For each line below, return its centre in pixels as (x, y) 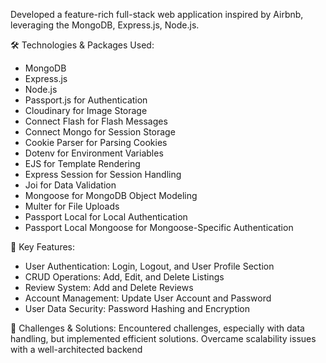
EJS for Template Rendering (82, 163)
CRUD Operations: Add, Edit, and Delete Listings (124, 277)
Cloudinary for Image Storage (86, 110)
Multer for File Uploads (72, 206)
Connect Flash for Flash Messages (96, 121)
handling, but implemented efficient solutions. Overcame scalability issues (163, 338)
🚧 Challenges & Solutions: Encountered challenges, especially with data (157, 328)
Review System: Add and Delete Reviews (109, 287)
